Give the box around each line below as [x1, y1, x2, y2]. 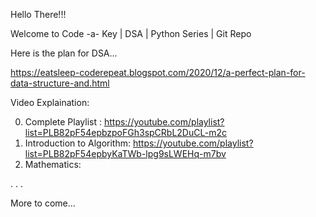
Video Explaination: [10, 97, 90, 108]
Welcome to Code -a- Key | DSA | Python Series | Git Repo [10, 28, 252, 39]
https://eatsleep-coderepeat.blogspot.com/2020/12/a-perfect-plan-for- [10, 67, 306, 78]
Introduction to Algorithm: [24, 137, 132, 149]
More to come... [10, 197, 76, 209]
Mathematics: [24, 159, 82, 170]
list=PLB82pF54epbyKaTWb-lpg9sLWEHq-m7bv [24, 148, 227, 159]
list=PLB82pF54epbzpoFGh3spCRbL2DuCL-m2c [24, 127, 227, 138]
